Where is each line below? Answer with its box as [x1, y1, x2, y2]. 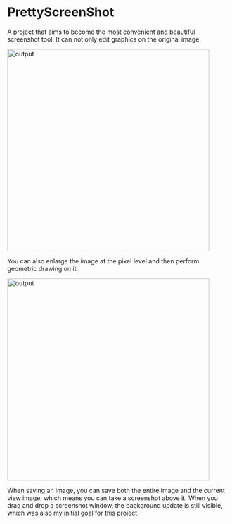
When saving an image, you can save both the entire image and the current [7, 486, 225, 494]
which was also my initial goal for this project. [7, 509, 139, 517]
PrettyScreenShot [7, 4, 115, 20]
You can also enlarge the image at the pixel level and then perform [7, 256, 200, 265]
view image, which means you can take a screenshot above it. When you [7, 494, 218, 502]
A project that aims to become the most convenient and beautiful [7, 27, 195, 36]
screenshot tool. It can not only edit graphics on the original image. [7, 35, 202, 43]
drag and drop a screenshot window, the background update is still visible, [7, 501, 223, 509]
